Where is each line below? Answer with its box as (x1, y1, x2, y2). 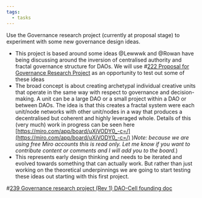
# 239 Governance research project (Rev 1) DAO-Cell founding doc (6, 184, 172, 192)
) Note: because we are (131, 133, 189, 141)
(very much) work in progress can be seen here (15, 121, 135, 128)
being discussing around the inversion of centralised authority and (15, 56, 182, 63)
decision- (170, 88, 195, 96)
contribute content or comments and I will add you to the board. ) (15, 147, 178, 154)
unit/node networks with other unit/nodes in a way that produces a (15, 108, 183, 115)
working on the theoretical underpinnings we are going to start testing (15, 166, 191, 174)
